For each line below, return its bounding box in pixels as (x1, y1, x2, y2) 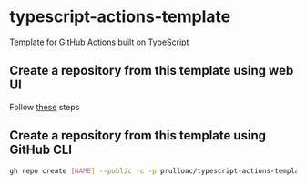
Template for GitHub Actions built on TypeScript (9, 36, 189, 47)
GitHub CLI (9, 142, 73, 158)
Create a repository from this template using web (9, 63, 294, 78)
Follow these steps (9, 101, 80, 112)
